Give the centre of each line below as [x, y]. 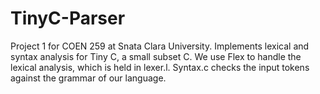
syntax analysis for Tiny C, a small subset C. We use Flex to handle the [156, 56]
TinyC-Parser [68, 18]
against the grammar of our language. [88, 78]
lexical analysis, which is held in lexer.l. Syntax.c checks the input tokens [160, 67]
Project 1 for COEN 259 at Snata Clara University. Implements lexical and [160, 46]
